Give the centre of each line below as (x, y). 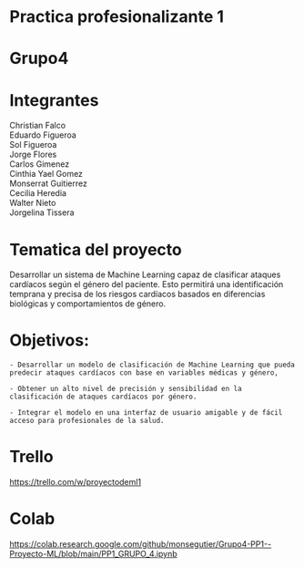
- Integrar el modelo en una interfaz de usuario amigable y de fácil (146, 413)
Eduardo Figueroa (43, 135)
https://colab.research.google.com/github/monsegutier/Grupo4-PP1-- (141, 544)
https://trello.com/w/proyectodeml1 (76, 482)
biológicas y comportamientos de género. (88, 304)
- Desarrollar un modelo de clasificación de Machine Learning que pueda (152, 365)
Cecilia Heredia (38, 193)
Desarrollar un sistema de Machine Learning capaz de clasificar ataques (145, 274)
